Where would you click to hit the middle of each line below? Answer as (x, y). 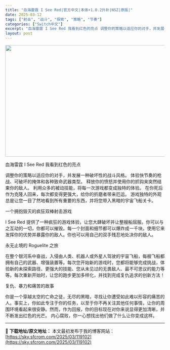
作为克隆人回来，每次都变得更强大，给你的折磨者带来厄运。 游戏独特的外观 (83, 194)
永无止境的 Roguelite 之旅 (32, 245)
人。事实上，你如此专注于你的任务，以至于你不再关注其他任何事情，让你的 (83, 303)
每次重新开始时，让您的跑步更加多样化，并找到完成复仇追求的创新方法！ (89, 275)
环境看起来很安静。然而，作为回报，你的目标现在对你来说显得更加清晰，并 (87, 309)
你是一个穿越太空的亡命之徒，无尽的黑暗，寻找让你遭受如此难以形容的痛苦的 (85, 297)
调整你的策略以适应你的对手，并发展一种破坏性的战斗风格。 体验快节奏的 (81, 175)
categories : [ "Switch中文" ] (34, 24)
